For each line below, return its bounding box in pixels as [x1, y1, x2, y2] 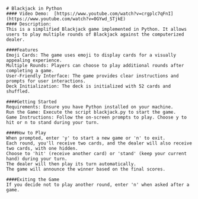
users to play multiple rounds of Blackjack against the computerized [6, 31, 184, 37]
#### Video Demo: [6, 11, 49, 17]
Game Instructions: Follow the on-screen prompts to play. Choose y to [6, 114, 187, 120]
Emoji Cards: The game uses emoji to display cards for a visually [6, 52, 177, 58]
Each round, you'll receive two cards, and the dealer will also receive [6, 140, 193, 146]
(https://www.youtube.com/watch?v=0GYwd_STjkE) [6, 16, 126, 22]
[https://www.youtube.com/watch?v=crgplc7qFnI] [53, 11, 174, 17]
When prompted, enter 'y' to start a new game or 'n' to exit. [6, 135, 166, 141]
